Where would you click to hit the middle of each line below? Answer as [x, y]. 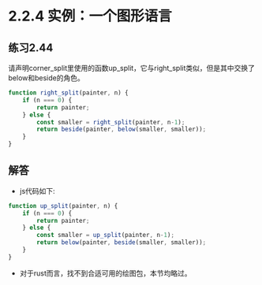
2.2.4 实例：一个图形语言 [90, 16]
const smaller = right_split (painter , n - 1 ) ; [111, 122]
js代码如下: [37, 191]
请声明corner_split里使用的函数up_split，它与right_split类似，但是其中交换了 [131, 68]
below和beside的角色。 [46, 78]
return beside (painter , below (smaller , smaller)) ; [122, 130]
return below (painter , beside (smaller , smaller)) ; [122, 242]
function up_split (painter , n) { [63, 205]
